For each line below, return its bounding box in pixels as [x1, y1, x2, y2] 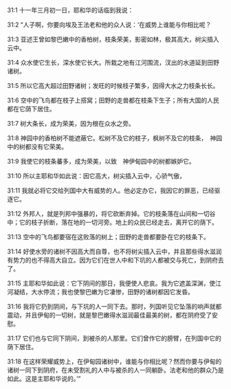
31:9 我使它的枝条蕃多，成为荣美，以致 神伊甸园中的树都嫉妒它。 [7, 157, 195, 165]
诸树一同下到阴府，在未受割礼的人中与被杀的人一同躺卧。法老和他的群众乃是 [7, 366, 224, 374]
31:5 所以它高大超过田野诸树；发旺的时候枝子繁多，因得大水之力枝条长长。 [7, 82, 219, 89]
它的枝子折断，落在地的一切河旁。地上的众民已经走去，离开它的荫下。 [19, 219, 218, 226]
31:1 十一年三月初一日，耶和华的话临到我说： [7, 6, 134, 14]
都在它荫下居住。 [7, 105, 56, 113]
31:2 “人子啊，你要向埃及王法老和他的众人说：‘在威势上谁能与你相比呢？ [7, 21, 212, 29]
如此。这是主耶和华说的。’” [7, 375, 81, 383]
